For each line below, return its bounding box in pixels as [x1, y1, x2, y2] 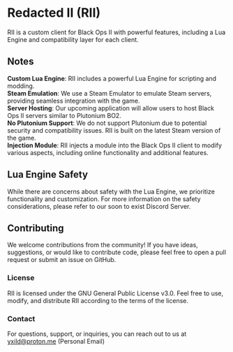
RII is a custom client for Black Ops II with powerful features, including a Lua [7, 28, 226, 36]
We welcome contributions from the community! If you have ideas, [7, 241, 199, 249]
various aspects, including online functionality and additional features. [7, 148, 209, 156]
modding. [7, 82, 35, 90]
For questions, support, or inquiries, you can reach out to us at [7, 330, 187, 338]
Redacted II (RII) [7, 5, 101, 21]
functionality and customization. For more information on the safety [7, 194, 201, 203]
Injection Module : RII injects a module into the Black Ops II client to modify [7, 141, 222, 149]
